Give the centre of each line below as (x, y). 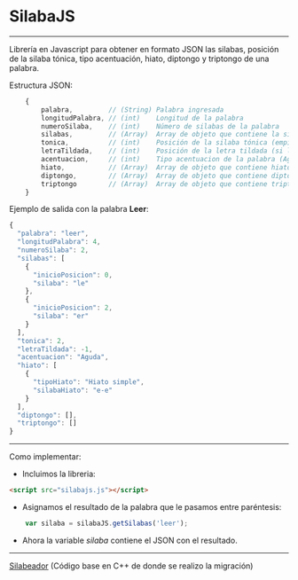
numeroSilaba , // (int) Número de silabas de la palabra (160, 126)
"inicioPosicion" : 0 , (73, 275)
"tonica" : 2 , (41, 341)
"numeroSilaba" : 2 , (53, 250)
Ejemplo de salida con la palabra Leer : (79, 209)
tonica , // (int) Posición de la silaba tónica (154, 143)
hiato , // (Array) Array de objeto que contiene (154, 167)
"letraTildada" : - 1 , (55, 349)
